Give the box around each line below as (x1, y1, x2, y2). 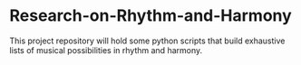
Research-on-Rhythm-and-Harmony (9, 5, 292, 26)
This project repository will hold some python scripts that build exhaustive (9, 35, 286, 46)
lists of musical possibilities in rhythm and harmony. (9, 44, 203, 55)
